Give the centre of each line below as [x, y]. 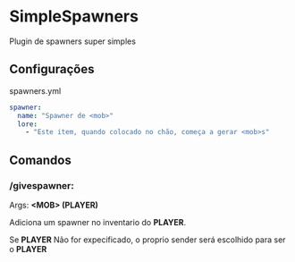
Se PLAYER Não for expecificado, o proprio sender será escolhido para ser [147, 240]
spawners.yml [35, 90]
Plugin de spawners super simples [73, 41]
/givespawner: [42, 185]
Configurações [52, 69]
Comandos [40, 160]
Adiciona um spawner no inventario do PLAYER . [97, 222]
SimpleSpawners [74, 17]
